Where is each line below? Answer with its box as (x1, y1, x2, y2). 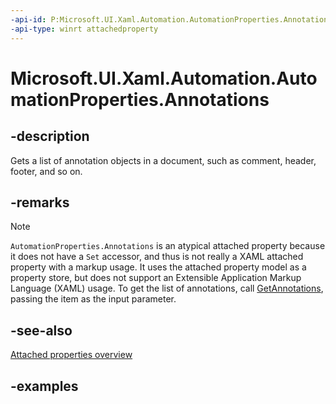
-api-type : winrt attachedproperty (10, 24, 159, 34)
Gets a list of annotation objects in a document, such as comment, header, (10, 154, 317, 166)
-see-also (10, 322, 73, 339)
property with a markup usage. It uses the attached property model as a (10, 261, 307, 273)
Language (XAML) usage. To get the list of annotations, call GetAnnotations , (10, 282, 324, 295)
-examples (10, 377, 79, 395)
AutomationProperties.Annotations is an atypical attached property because (10, 240, 326, 252)
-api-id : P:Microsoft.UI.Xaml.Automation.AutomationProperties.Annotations (10, 14, 333, 25)
